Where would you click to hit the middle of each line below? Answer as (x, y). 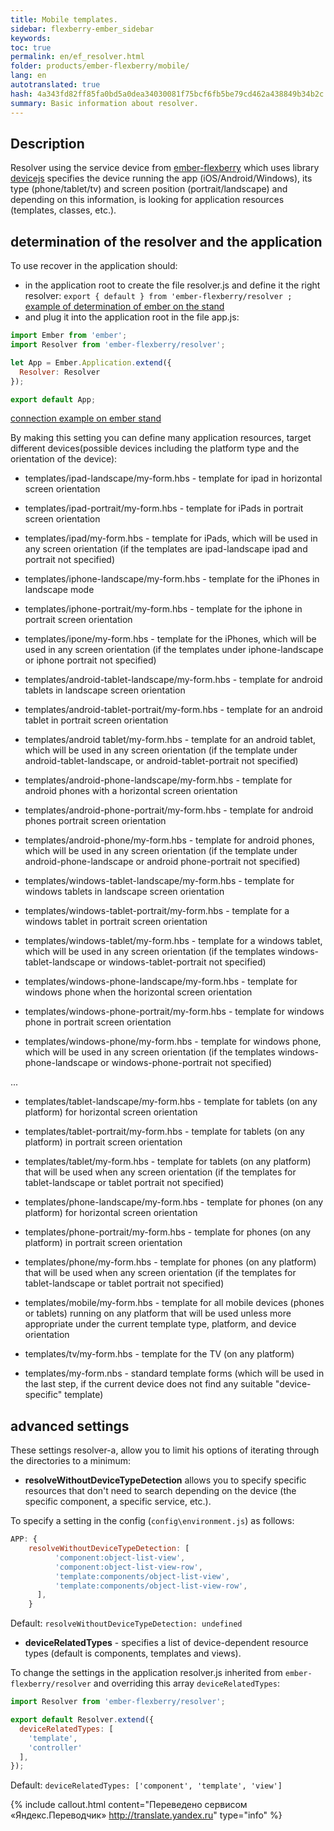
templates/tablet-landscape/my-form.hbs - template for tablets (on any (171, 1102)
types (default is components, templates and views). (133, 1653)
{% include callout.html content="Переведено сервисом (129, 1805)
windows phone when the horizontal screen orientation (138, 992)
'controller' (55, 1747)
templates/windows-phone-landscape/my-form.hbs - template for (161, 982)
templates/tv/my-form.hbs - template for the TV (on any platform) (159, 1354)
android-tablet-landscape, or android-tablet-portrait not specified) (161, 761)
